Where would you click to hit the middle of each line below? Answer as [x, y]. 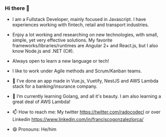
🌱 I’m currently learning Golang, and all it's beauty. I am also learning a [87, 96]
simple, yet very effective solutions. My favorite [62, 40]
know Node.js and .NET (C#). [43, 51]
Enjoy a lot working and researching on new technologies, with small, [85, 35]
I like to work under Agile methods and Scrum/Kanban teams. [77, 71]
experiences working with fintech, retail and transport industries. [80, 25]
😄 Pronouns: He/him [34, 129]
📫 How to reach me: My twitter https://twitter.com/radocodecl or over [86, 112]
